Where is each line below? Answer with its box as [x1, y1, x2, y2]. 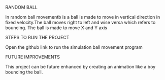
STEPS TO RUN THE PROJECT [5, 35, 70, 40]
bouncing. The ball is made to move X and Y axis [5, 25, 108, 31]
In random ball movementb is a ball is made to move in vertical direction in [5, 14, 160, 20]
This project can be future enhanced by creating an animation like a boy [5, 64, 156, 69]
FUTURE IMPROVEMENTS [5, 54, 60, 60]
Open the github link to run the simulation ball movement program [5, 44, 143, 50]
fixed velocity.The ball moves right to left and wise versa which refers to [5, 20, 156, 25]
